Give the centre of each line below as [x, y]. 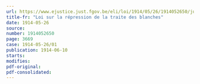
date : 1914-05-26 [28, 22]
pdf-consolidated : [29, 72]
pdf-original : [24, 67]
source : [16, 28]
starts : [16, 56]
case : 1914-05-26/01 [32, 45]
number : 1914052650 [30, 34]
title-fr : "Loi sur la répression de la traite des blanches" [85, 17]
